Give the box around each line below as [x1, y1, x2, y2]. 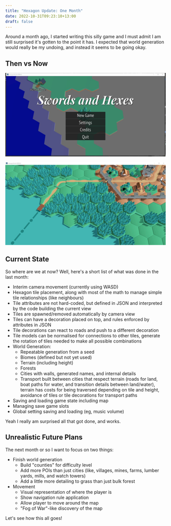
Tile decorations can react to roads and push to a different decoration [12, 327, 159, 333]
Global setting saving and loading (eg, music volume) [12, 408, 125, 414]
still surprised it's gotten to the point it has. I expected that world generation [5, 39, 164, 45]
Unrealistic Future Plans [5, 433, 83, 442]
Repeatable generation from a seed [20, 349, 95, 355]
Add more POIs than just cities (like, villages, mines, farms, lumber [20, 467, 159, 474]
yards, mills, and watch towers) [20, 472, 86, 479]
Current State [5, 255, 49, 264]
